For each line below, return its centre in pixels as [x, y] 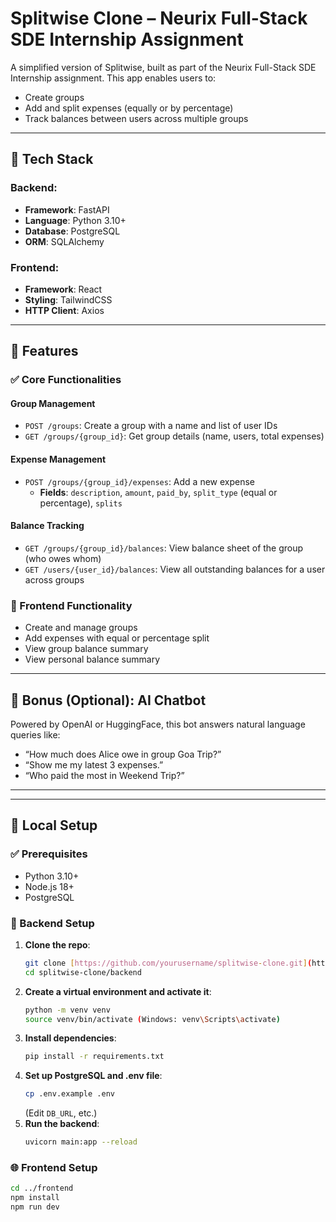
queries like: [35, 734]
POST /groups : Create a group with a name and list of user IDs [151, 426]
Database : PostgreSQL [72, 231]
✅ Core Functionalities [66, 380]
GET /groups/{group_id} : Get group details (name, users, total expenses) [174, 436]
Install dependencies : [70, 1038]
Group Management [53, 403]
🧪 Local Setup [54, 825]
